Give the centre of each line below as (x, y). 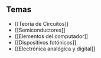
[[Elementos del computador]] (51, 36)
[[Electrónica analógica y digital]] (55, 49)
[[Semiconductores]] (40, 30)
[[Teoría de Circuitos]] (42, 23)
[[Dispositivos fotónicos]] (45, 42)
